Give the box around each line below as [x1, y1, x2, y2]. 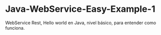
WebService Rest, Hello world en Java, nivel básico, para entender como [5, 20, 156, 26]
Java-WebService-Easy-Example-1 [5, 3, 155, 15]
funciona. [5, 25, 25, 31]
